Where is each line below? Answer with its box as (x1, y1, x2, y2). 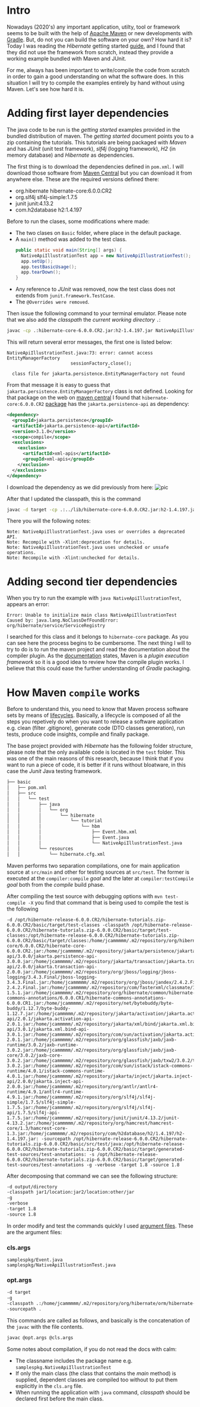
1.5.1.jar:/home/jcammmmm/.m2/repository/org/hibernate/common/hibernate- (7, 990, 196, 996)
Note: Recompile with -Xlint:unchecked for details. (7, 555, 140, 561)
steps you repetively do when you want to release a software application (7, 718, 185, 725)
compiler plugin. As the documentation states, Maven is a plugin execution (7, 652, 189, 659)
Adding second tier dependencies (7, 574, 177, 588)
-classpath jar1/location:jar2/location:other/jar (7, 1189, 135, 1195)
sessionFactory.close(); (70, 361, 132, 366)
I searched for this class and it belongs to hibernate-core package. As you (7, 633, 189, 641)
